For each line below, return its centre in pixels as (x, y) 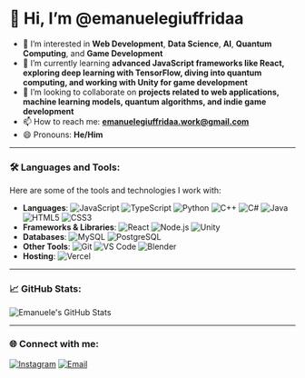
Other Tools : (46, 247)
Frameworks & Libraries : (69, 227)
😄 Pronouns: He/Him (63, 134)
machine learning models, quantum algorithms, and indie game (144, 101)
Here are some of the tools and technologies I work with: (115, 191)
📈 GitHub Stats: (45, 289)
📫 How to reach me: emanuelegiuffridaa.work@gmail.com (136, 121)
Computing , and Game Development (93, 53)
